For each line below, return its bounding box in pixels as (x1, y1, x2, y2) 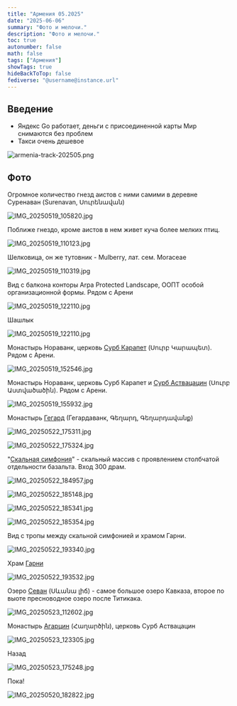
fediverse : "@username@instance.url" (7, 76, 119, 84)
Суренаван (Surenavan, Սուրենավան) (7, 198, 126, 206)
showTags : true (7, 63, 53, 70)
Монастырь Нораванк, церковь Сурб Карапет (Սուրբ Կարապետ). (7, 343, 212, 352)
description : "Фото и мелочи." (7, 30, 100, 38)
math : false (7, 51, 43, 58)
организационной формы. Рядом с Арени (7, 288, 133, 296)
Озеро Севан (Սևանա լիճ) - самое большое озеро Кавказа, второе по (7, 586, 225, 595)
